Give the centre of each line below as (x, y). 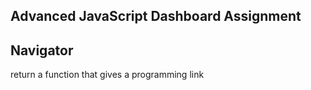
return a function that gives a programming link (107, 75)
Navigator (42, 50)
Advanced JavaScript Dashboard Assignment (156, 16)
